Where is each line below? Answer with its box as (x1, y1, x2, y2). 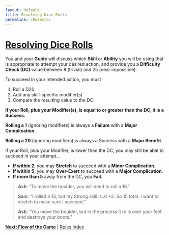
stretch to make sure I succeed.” (17, 199, 86, 205)
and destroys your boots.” (17, 214, 72, 220)
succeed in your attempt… (5, 153, 61, 159)
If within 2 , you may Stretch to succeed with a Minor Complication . (12, 163, 156, 169)
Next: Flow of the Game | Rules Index (5, 224, 84, 230)
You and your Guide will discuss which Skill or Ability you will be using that (5, 56, 164, 62)
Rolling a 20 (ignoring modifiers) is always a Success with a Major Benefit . (5, 138, 163, 144)
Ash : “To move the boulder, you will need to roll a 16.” (17, 184, 130, 190)
